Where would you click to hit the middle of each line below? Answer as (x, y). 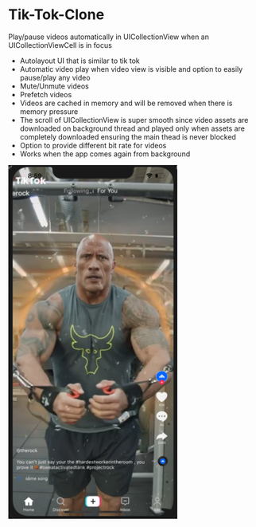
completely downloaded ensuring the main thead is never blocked (128, 136)
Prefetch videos (46, 94)
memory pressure (49, 111)
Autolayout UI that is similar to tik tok (80, 61)
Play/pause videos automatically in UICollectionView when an (109, 37)
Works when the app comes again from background (105, 154)
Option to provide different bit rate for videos (93, 145)
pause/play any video (55, 77)
